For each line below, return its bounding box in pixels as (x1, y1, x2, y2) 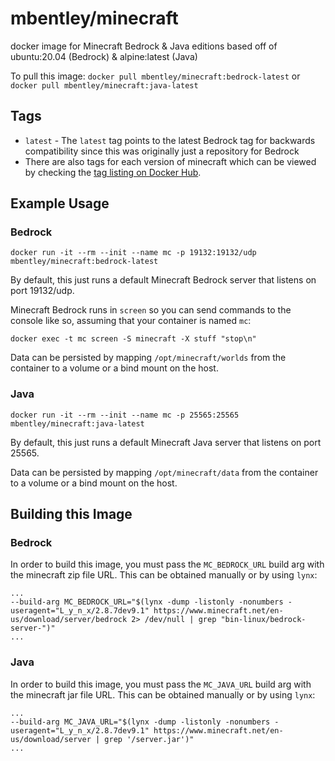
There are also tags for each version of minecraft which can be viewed (24, 155, 317, 167)
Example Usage (10, 195, 110, 212)
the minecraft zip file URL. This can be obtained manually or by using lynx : (10, 569, 318, 581)
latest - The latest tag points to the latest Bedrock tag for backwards (24, 134, 316, 146)
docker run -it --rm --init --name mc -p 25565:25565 (10, 410, 240, 420)
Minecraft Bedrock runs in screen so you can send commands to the (10, 304, 292, 316)
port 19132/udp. (10, 285, 75, 297)
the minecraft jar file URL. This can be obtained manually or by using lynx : (10, 688, 316, 701)
